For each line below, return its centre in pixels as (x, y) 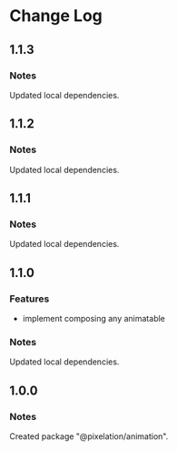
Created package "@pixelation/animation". (89, 436)
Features (29, 299)
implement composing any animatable (94, 318)
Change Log (56, 16)
